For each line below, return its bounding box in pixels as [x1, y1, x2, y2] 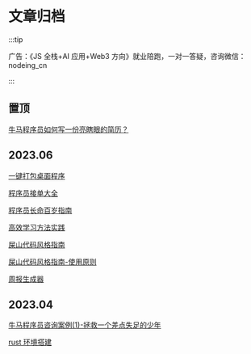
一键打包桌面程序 [8, 171, 65, 180]
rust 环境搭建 [8, 337, 52, 348]
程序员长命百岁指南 [8, 205, 73, 215]
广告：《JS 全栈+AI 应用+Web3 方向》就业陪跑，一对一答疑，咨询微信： [8, 51, 246, 61]
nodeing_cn [8, 60, 48, 70]
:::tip [8, 34, 23, 44]
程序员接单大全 [8, 188, 58, 198]
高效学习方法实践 [8, 222, 65, 232]
